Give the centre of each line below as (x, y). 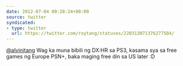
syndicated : (21, 22)
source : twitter (26, 17)
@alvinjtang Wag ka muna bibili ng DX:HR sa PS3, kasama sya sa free (91, 50)
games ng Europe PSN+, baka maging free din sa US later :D (80, 57)
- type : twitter (26, 28)
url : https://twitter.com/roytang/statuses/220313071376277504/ (93, 34)
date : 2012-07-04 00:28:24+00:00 (48, 11)
